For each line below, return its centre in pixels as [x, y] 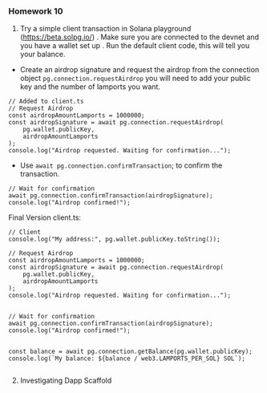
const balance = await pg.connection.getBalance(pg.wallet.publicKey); [130, 352]
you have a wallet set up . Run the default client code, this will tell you [135, 46]
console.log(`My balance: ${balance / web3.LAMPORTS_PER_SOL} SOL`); [127, 359]
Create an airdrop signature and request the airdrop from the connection [140, 70]
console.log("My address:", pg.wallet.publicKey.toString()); [114, 239]
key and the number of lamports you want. [90, 87]
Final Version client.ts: [45, 217]
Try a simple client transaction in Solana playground [105, 29]
